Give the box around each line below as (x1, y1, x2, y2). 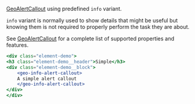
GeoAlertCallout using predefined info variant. (6, 5, 122, 12)
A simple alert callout (17, 76, 77, 82)
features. (6, 42, 29, 48)
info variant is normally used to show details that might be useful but (6, 17, 178, 24)
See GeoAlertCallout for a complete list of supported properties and (6, 35, 175, 42)
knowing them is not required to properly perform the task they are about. (6, 24, 190, 30)
